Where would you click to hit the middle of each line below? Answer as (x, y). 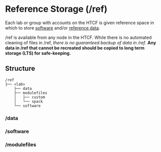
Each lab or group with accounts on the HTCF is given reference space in (80, 23)
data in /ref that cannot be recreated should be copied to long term (75, 48)
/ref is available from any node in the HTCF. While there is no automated (79, 37)
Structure (20, 69)
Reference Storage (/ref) (56, 9)
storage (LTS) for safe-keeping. (38, 53)
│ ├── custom (30, 97)
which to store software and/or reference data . (53, 28)
